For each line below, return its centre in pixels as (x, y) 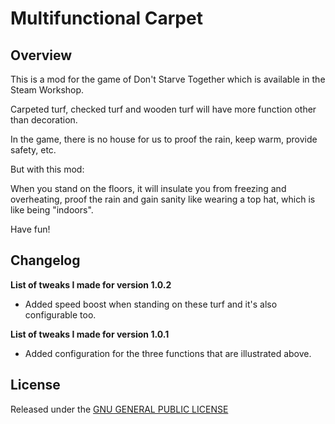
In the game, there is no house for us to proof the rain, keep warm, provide (164, 139)
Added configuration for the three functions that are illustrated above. (168, 353)
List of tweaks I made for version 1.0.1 (90, 334)
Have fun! (30, 229)
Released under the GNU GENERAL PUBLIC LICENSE (119, 409)
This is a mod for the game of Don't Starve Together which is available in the (168, 79)
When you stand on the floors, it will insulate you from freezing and (148, 188)
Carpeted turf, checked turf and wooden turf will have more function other (163, 109)
